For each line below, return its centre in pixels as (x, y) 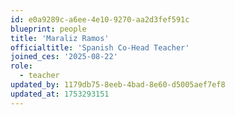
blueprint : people (48, 29)
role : (21, 66)
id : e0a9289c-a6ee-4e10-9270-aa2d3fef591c (100, 19)
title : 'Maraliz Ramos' (60, 38)
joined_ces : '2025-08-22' (64, 57)
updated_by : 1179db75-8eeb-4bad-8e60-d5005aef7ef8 (118, 85)
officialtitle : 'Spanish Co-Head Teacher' (100, 47)
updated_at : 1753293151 (60, 94)
